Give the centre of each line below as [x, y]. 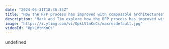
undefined [16, 42]
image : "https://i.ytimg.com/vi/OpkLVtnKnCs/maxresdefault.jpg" [74, 24]
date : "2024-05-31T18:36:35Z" [37, 10]
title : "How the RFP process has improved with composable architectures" [85, 14]
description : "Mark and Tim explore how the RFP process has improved [81, 19]
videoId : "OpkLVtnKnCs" [30, 28]
